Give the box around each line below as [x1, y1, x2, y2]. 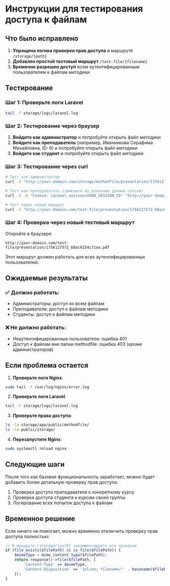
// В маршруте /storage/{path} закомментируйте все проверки [5, 543, 137, 548]
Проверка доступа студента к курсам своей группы [12, 494, 125, 500]
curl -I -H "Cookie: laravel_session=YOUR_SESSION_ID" [5, 193, 123, 198]
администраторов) [12, 346, 54, 352]
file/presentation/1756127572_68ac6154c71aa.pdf [5, 245, 110, 250]
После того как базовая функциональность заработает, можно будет [5, 473, 155, 480]
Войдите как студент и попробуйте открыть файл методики [12, 150, 144, 156]
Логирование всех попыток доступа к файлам [12, 500, 113, 506]
